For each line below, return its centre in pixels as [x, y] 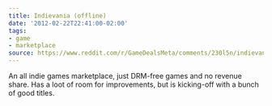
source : [21, 53]
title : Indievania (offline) [57, 16]
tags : [17, 31]
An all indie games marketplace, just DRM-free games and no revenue [125, 76]
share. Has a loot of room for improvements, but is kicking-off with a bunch [134, 84]
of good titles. [32, 93]
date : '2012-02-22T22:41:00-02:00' [68, 23]
